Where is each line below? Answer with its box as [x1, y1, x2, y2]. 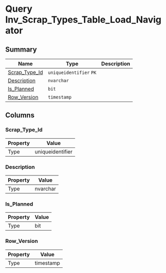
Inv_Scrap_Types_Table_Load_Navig [5, 14, 161, 26]
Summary [5, 45, 37, 54]
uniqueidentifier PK [47, 70, 97, 76]
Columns [5, 111, 35, 120]
